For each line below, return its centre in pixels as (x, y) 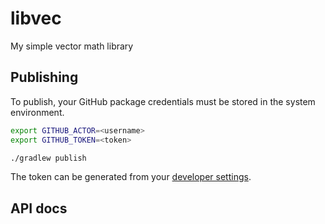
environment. (37, 112)
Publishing (44, 77)
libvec (36, 18)
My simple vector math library (72, 46)
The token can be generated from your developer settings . (131, 177)
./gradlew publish (48, 158)
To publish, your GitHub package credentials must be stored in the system (163, 101)
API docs (39, 208)
